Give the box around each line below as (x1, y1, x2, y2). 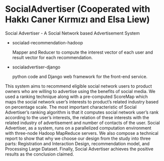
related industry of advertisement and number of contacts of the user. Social (5, 120, 160, 126)
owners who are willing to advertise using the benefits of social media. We (5, 88, 156, 94)
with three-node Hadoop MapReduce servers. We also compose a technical (5, 130, 159, 136)
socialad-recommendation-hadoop (12, 39, 83, 45)
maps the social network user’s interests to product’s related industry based (5, 98, 159, 104)
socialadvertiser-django (12, 64, 60, 70)
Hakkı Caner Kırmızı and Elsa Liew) (5, 14, 150, 25)
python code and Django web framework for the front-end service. (12, 73, 148, 79)
